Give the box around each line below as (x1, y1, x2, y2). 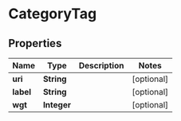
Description (78, 60, 124, 71)
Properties (8, 37, 62, 50)
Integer (42, 100, 72, 110)
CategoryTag (8, 5, 97, 23)
